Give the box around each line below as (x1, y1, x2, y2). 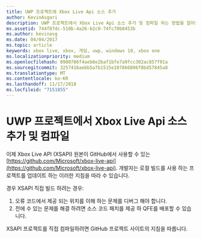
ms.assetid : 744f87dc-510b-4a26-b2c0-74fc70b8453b (6, 25, 136, 32)
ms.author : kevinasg (6, 31, 58, 37)
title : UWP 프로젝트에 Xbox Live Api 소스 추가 (6, 8, 116, 15)
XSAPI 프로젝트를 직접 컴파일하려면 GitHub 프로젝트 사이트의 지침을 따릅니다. (6, 225, 188, 232)
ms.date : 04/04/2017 (6, 37, 58, 43)
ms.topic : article (6, 43, 52, 49)
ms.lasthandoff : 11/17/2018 (6, 82, 77, 88)
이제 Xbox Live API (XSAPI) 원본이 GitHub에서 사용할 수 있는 (6, 150, 150, 158)
